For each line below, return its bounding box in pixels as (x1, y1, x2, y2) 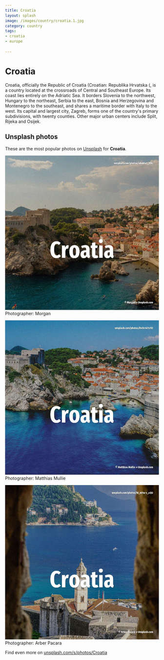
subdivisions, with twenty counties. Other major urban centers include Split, (5, 113, 158, 119)
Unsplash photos (5, 133, 58, 141)
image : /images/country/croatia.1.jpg (5, 18, 84, 23)
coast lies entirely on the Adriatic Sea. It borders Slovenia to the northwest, (5, 92, 156, 98)
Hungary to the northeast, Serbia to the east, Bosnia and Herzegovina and (5, 98, 154, 103)
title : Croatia (5, 8, 36, 13)
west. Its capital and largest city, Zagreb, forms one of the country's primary (5, 108, 159, 114)
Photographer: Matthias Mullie (5, 475, 66, 481)
